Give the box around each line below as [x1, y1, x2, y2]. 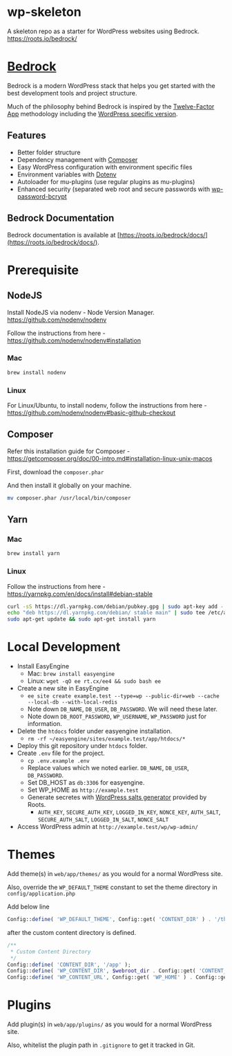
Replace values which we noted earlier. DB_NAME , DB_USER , [27, 764, 189, 772]
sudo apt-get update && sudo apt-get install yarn [7, 616, 156, 623]
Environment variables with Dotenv [17, 170, 117, 179]
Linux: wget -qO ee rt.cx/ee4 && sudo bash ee [27, 677, 161, 685]
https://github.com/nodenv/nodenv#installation [7, 336, 142, 345]
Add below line [7, 902, 50, 911]
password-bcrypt [17, 192, 67, 201]
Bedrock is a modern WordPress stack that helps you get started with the [7, 81, 215, 90]
